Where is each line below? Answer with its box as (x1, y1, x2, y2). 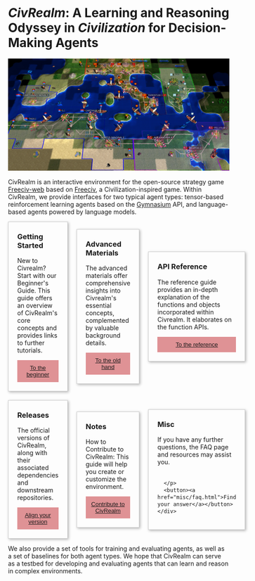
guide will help (85, 459, 128, 468)
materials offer (85, 272, 129, 280)
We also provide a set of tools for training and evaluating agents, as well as (8, 544, 225, 553)
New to (17, 257, 38, 265)
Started (17, 241, 44, 250)
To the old (95, 357, 122, 364)
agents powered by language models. (27, 207, 137, 216)
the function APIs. (157, 322, 209, 331)
